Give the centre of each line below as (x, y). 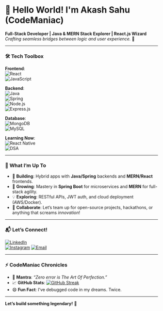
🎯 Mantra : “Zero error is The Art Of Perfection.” (60, 277)
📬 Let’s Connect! (26, 230)
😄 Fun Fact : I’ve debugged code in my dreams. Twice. (67, 290)
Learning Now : (20, 138)
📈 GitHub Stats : (28, 283)
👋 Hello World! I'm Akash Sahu (67, 10)
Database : (16, 118)
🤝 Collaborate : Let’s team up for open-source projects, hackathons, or (82, 207)
